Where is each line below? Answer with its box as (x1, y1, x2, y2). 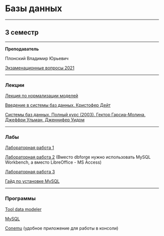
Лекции (5, 82, 24, 88)
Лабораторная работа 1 (5, 145, 54, 150)
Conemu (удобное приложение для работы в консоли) (5, 225, 119, 231)
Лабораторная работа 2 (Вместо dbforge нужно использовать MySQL (5, 154, 151, 160)
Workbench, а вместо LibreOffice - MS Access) (5, 159, 102, 165)
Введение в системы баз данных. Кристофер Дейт (5, 102, 111, 108)
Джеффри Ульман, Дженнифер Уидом (5, 117, 84, 123)
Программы (5, 195, 36, 202)
